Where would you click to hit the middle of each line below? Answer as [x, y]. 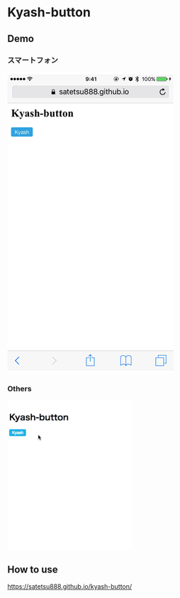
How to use [33, 569]
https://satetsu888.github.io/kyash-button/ [70, 586]
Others [19, 388]
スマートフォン [33, 60]
